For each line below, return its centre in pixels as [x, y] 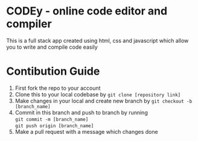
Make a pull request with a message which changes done [86, 131]
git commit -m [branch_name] [52, 119]
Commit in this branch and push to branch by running [81, 112]
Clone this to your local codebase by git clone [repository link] [98, 94]
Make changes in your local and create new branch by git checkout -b [104, 101]
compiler [29, 24]
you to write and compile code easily [52, 47]
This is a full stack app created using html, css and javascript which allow [97, 40]
